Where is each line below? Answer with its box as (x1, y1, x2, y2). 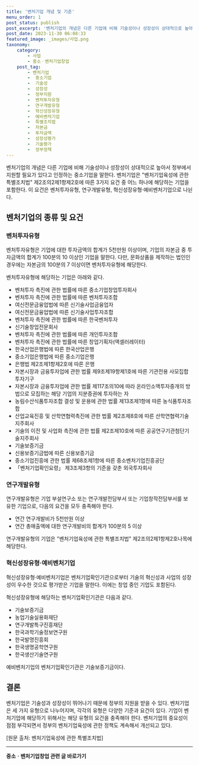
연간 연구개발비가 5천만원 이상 (14, 515, 85, 522)
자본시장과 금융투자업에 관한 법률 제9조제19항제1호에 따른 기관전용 (14, 368, 168, 375)
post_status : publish (6, 20, 60, 26)
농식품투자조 (162, 398, 192, 405)
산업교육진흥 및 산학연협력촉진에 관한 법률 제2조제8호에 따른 (14, 412, 155, 420)
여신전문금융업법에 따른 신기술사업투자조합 (14, 309, 114, 316)
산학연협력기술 (155, 412, 190, 420)
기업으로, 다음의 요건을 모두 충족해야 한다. (17, 503, 114, 510)
